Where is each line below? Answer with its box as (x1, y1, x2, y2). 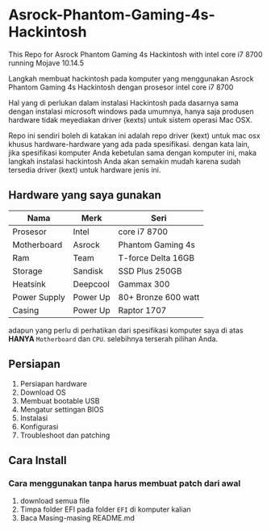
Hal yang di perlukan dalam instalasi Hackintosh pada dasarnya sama (8, 98, 240, 107)
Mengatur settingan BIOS (19, 404, 105, 414)
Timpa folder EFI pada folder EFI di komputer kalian (19, 504, 191, 514)
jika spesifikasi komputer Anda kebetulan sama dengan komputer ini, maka (8, 148, 256, 157)
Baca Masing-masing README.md (19, 513, 135, 523)
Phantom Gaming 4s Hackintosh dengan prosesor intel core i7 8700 (8, 82, 234, 92)
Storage (12, 265, 43, 276)
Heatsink (12, 278, 46, 290)
